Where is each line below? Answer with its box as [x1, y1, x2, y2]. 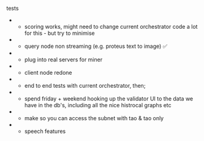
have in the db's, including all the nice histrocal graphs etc [24, 102, 172, 109]
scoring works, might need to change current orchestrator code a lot [24, 23, 198, 30]
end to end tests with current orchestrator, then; [24, 82, 146, 89]
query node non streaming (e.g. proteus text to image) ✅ [24, 42, 168, 50]
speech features [24, 128, 66, 135]
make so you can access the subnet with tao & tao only [24, 115, 164, 121]
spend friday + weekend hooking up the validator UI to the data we [24, 95, 194, 102]
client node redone [24, 69, 72, 76]
